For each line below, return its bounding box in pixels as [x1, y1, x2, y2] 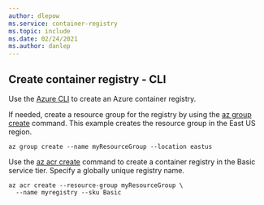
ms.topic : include [8, 27, 71, 35]
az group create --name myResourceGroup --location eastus [8, 142, 213, 150]
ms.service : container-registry [8, 20, 118, 28]
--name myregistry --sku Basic [15, 188, 122, 196]
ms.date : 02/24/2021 [8, 34, 79, 43]
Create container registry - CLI [8, 72, 167, 86]
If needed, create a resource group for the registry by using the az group [8, 109, 252, 119]
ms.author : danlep [8, 42, 71, 50]
